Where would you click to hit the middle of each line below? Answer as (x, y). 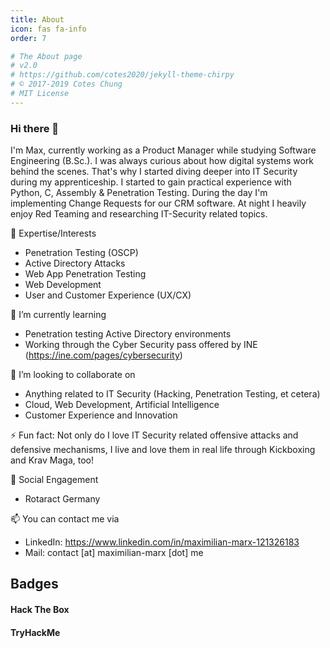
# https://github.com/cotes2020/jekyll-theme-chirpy (122, 75)
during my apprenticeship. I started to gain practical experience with (151, 182)
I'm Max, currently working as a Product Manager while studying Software (163, 150)
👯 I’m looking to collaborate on (73, 375)
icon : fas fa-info (48, 29)
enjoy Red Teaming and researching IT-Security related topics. (139, 214)
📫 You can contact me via (65, 519)
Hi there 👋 (35, 128)
